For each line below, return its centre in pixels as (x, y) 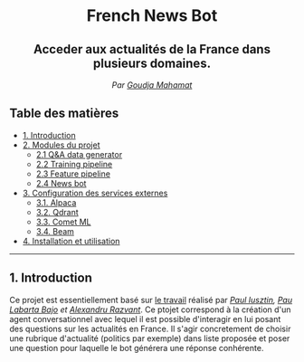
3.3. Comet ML (64, 222)
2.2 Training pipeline (74, 164)
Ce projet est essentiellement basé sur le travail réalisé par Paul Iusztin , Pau (151, 300)
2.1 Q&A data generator (79, 154)
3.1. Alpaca (56, 202)
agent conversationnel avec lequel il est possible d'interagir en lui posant (145, 319)
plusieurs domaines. (152, 63)
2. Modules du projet (62, 145)
